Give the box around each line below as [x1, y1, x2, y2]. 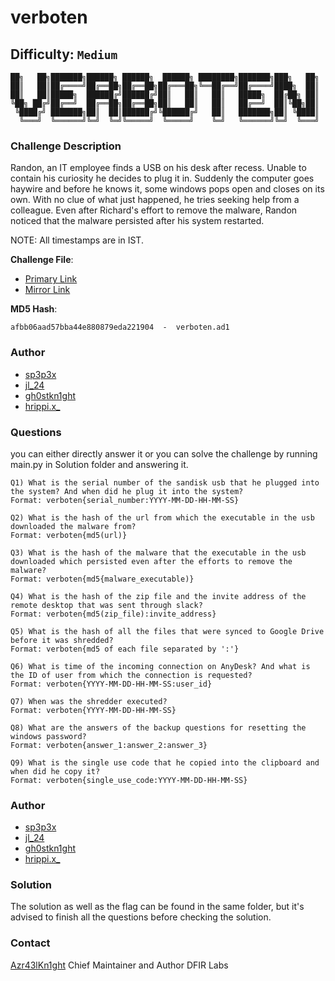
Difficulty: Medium [10, 46, 118, 63]
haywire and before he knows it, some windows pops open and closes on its [10, 183, 325, 195]
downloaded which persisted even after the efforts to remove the [10, 556, 293, 566]
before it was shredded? [10, 635, 114, 645]
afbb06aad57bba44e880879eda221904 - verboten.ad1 [10, 322, 230, 333]
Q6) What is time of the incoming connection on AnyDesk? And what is [10, 661, 311, 671]
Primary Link [24, 273, 78, 285]
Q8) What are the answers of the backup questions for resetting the [10, 722, 307, 733]
